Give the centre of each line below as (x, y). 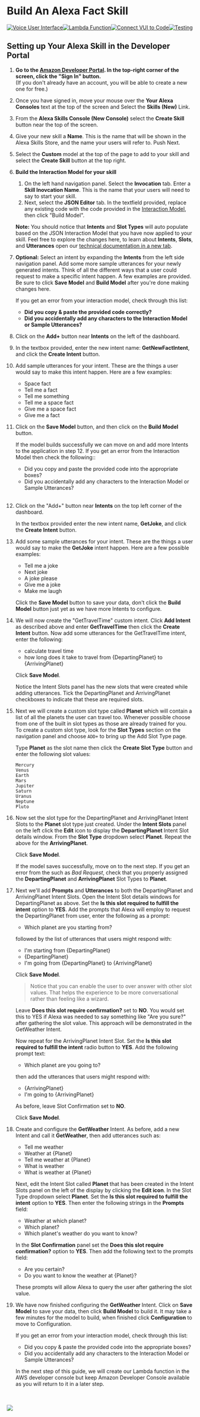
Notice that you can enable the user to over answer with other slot (111, 986)
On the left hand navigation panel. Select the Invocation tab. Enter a (107, 184)
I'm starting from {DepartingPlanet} (67, 950)
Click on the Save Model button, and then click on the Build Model (97, 427)
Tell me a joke (41, 565)
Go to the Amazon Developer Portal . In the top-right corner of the (97, 70)
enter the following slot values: (53, 754)
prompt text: (30, 1054)
